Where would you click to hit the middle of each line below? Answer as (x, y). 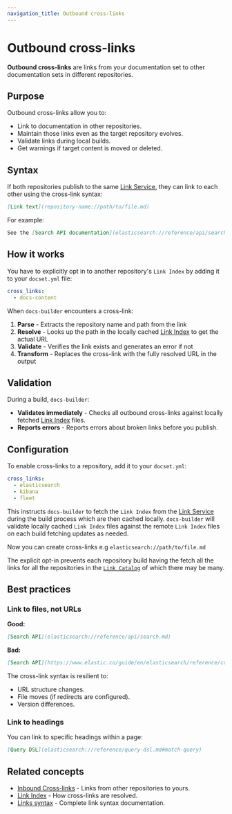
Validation (29, 383)
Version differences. (46, 705)
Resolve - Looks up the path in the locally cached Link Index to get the (118, 331)
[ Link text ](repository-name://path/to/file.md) (78, 207)
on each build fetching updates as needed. (68, 533)
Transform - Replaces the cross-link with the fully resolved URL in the (117, 353)
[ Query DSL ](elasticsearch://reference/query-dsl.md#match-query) (105, 750)
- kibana (26, 492)
